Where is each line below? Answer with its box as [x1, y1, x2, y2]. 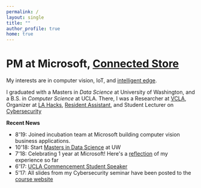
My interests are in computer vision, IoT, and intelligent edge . [6, 77, 157, 84]
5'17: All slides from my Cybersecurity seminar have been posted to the [14, 169, 191, 177]
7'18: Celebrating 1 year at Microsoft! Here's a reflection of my [14, 150, 168, 157]
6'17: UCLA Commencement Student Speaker [14, 163, 128, 170]
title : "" [6, 20, 31, 26]
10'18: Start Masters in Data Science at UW [14, 144, 121, 151]
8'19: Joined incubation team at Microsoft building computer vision [14, 131, 180, 138]
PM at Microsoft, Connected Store [6, 57, 179, 71]
